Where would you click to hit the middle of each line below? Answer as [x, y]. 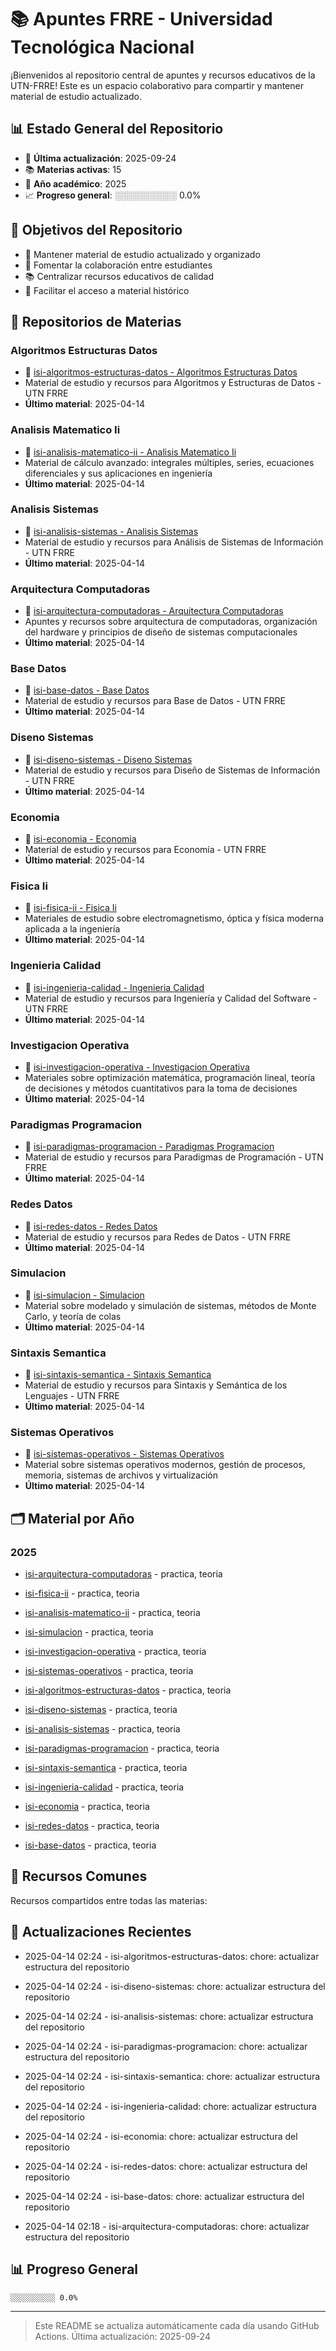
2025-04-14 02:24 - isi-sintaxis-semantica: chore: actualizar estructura [172, 2076]
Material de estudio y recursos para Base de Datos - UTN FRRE [155, 701]
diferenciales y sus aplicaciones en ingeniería [118, 473]
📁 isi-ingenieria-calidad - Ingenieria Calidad [114, 987]
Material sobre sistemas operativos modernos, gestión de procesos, [165, 1465]
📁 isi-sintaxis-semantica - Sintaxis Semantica [118, 1375]
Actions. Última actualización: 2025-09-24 [122, 2336]
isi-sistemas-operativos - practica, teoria [109, 1671]
